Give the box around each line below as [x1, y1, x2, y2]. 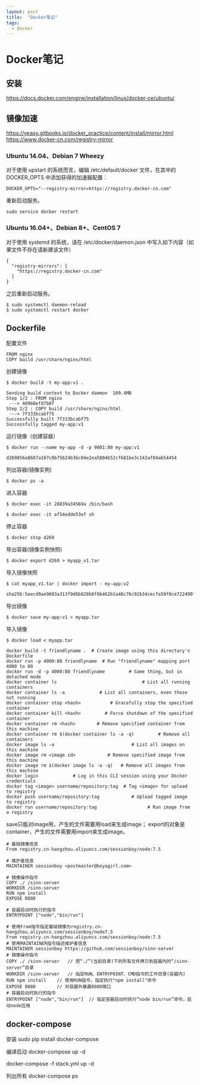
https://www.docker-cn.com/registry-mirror [6, 136, 113, 143]
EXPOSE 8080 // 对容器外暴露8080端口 [6, 984, 111, 990]
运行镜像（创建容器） [6, 433, 58, 440]
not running [6, 695, 36, 701]
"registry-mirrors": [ [11, 263, 68, 269]
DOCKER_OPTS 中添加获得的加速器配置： [6, 174, 108, 181]
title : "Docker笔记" [6, 14, 58, 20]
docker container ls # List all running [6, 679, 190, 685]
